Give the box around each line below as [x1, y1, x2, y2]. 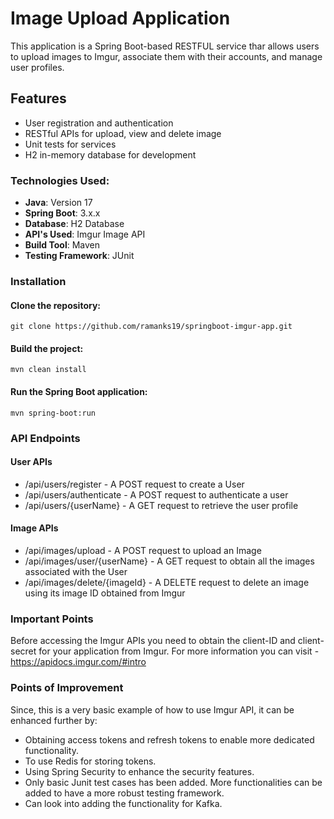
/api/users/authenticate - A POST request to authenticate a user [24, 488, 289, 501]
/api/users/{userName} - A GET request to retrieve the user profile [24, 499, 299, 511]
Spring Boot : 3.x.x [24, 207, 101, 219]
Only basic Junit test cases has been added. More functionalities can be [24, 776, 323, 788]
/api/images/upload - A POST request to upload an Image [24, 544, 262, 556]
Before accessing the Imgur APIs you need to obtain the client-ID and [10, 635, 296, 647]
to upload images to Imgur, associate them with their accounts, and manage [10, 50, 323, 62]
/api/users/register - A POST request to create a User [24, 478, 245, 490]
